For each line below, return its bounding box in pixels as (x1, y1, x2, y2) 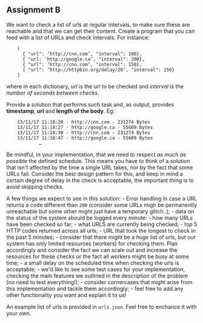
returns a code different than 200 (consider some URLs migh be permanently (6, 201, 198, 208)
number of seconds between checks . (6, 89, 99, 96)
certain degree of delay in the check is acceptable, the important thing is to (6, 176, 194, 184)
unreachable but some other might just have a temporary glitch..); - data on (6, 207, 195, 215)
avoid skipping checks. (6, 183, 64, 190)
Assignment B (6, 5, 61, 15)
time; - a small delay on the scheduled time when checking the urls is (6, 259, 179, 266)
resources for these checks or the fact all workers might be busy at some (6, 253, 190, 260)
